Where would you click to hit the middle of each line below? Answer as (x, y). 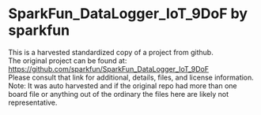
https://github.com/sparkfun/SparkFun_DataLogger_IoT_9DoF (109, 69)
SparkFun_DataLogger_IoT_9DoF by (128, 14)
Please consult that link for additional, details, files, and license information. (131, 77)
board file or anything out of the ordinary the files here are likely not (119, 94)
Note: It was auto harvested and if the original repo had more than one (123, 85)
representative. (33, 102)
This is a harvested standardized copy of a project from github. (111, 52)
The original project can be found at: (68, 61)
